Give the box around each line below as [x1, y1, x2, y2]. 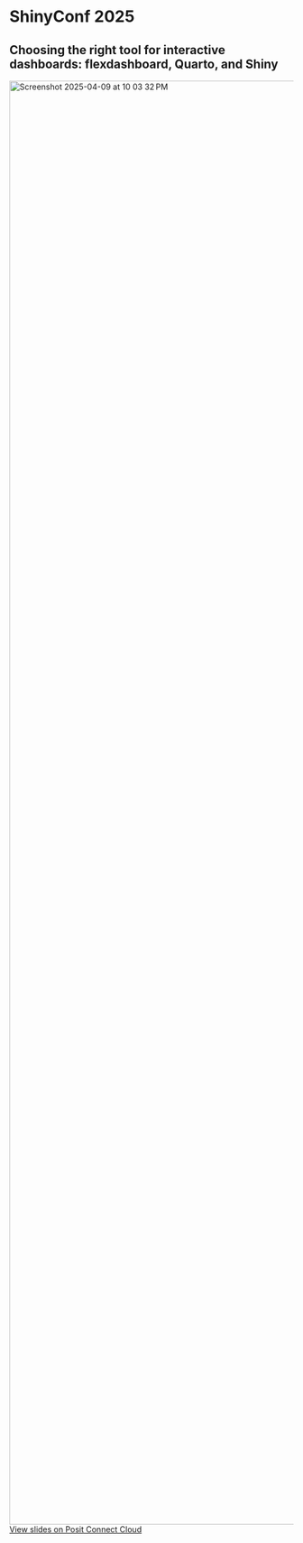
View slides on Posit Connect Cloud [9, 1524, 142, 1535]
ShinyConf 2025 [9, 6, 135, 27]
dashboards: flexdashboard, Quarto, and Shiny [9, 56, 279, 71]
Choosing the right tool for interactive [9, 42, 225, 58]
